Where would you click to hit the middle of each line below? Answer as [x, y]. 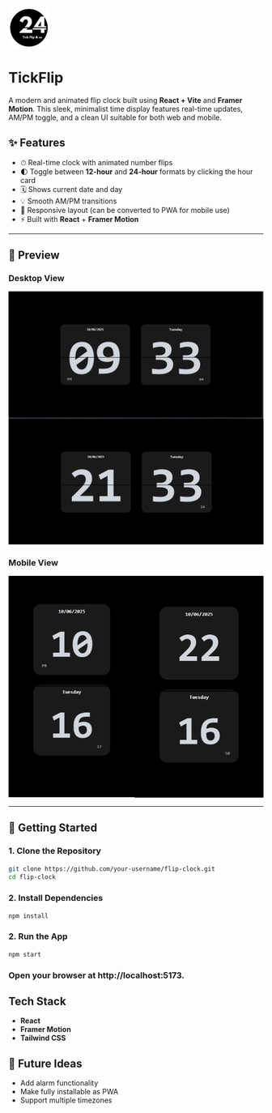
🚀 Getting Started [53, 828]
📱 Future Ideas [45, 1063]
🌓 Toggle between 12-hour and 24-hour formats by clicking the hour [136, 171]
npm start [25, 954]
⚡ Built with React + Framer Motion [79, 219]
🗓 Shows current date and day [71, 189]
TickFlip [36, 78]
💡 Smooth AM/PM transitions [68, 201]
